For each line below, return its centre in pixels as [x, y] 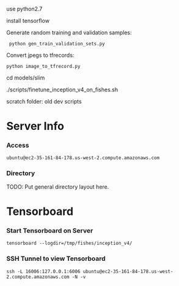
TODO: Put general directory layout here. [58, 187]
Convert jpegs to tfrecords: [40, 55]
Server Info [35, 126]
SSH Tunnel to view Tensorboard [56, 258]
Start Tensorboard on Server [50, 230]
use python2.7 [24, 9]
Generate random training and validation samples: [69, 32]
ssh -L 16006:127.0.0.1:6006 [43, 271]
